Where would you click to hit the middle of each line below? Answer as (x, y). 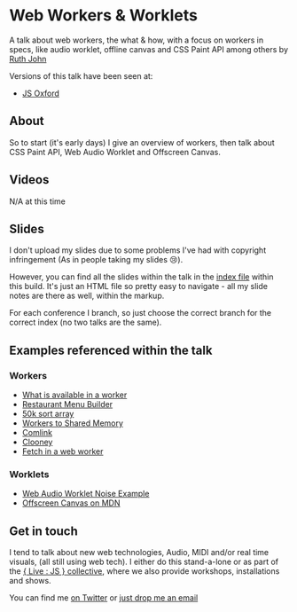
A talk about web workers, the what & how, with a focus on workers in (137, 40)
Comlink (37, 433)
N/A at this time (38, 201)
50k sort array (48, 414)
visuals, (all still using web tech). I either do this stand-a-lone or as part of (144, 562)
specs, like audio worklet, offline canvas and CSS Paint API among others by (149, 49)
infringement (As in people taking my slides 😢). (96, 260)
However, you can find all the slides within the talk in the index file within (141, 277)
